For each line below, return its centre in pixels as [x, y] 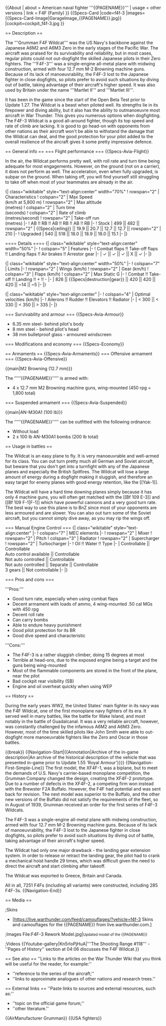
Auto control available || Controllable [42, 554]
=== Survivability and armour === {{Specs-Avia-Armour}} [64, 314]
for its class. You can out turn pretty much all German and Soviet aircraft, [80, 461]
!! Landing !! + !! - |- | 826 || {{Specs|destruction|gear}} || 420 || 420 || [84, 279]
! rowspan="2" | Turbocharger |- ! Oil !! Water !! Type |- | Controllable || [78, 543]
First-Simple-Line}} [25, 768]
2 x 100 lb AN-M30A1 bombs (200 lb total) [55, 437]
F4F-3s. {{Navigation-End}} [33, 890]
